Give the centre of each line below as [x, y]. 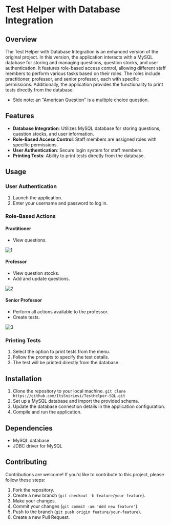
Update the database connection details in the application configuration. [89, 406]
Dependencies [29, 428]
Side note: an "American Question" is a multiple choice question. [81, 100]
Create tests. [26, 317]
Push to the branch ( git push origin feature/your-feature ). [77, 512]
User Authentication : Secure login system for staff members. [78, 150]
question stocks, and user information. [53, 134]
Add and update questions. [41, 278]
